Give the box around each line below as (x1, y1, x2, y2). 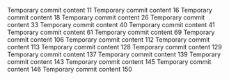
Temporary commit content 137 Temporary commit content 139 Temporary (7, 50, 221, 58)
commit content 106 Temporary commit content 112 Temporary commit (7, 35, 210, 44)
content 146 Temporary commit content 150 (7, 65, 132, 73)
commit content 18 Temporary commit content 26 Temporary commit (7, 13, 205, 22)
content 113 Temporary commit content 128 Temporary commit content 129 (7, 43, 223, 51)
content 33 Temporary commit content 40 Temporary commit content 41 (7, 21, 215, 29)
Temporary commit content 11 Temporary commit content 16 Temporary (7, 6, 212, 14)
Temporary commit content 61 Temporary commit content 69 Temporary (7, 28, 215, 36)
